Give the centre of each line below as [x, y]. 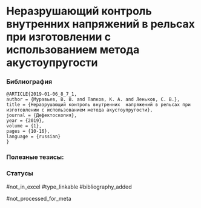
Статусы [20, 173]
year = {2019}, [25, 121]
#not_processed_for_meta [39, 198]
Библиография [29, 82]
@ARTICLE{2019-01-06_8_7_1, [42, 94]
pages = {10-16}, [28, 132]
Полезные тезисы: [35, 157]
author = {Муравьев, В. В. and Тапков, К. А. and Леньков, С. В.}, [93, 99]
